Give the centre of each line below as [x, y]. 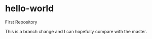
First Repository [21, 22]
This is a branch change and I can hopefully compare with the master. [76, 31]
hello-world [30, 9]
